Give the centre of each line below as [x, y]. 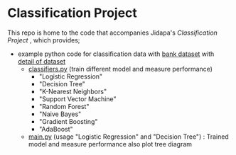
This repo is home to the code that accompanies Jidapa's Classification [113, 33]
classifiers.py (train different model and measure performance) [120, 69]
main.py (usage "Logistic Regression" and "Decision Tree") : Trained [128, 137]
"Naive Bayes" [60, 114]
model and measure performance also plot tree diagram [110, 144]
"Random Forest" [64, 106]
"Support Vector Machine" [77, 99]
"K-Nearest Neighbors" [73, 91]
